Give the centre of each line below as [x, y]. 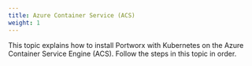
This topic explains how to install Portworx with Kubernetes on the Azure [126, 45]
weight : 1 [24, 23]
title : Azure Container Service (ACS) [72, 15]
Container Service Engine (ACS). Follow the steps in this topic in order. [122, 53]
